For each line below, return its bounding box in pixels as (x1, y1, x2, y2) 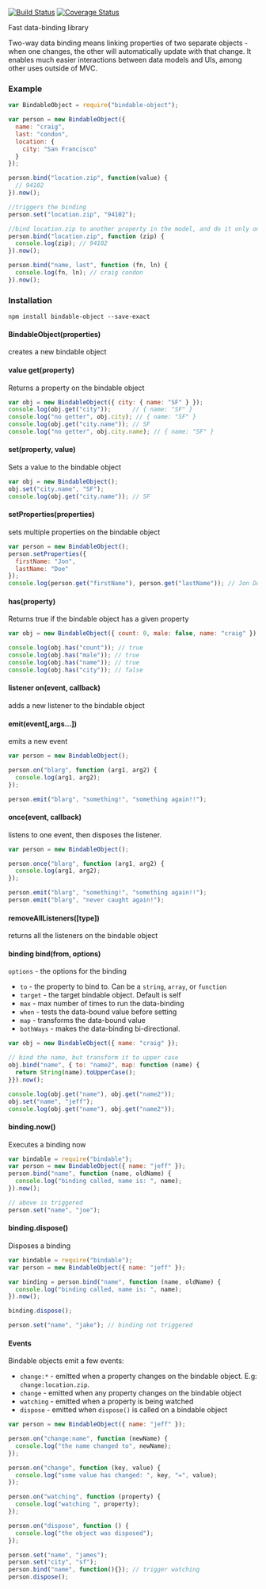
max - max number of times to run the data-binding (19, 999, 184, 1009)
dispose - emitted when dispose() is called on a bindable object (19, 1405, 228, 1415)
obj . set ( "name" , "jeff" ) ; (8, 1097, 93, 1105)
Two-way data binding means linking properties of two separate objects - (8, 38, 248, 48)
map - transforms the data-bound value (19, 1016, 146, 1025)
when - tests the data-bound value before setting (19, 1007, 177, 1017)
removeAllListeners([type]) (8, 913, 101, 923)
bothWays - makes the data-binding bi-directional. (19, 1024, 180, 1034)
